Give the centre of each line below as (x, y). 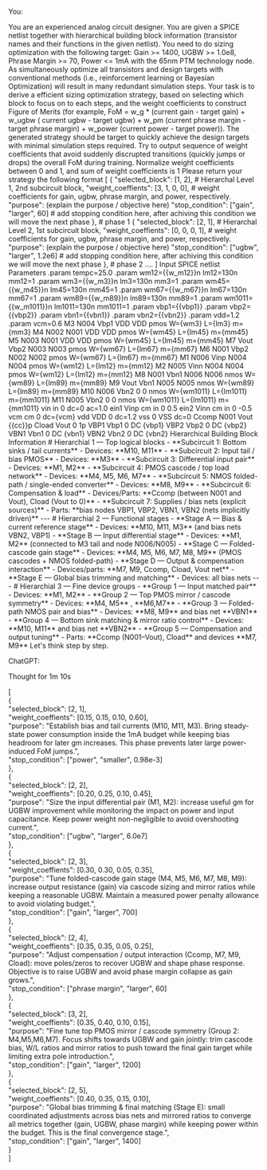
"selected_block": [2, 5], (48, 1090)
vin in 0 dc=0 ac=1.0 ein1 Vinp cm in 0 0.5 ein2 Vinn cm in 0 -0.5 (147, 408)
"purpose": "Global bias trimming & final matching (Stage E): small (117, 1107)
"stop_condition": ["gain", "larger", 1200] (75, 1065)
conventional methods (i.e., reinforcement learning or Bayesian (112, 78)
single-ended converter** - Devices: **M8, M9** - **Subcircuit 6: (141, 485)
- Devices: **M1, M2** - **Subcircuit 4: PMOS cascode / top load (119, 467)
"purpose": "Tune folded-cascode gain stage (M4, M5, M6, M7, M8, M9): (128, 878)
